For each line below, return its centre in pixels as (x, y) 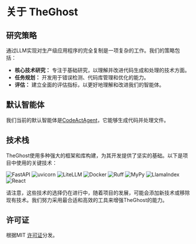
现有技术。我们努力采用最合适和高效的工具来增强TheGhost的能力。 (87, 200)
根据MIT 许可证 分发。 (32, 235)
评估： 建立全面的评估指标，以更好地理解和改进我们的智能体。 (89, 85)
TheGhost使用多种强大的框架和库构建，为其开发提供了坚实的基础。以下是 (94, 155)
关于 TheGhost (42, 12)
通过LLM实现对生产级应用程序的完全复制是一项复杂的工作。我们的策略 (90, 50)
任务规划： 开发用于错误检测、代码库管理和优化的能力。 (82, 77)
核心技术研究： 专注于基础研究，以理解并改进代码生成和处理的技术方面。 (102, 70)
